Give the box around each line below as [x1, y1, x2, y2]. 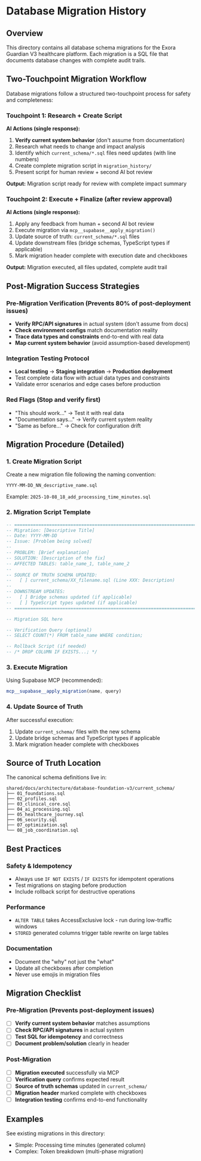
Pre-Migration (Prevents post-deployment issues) [6, 1006, 154, 1014]
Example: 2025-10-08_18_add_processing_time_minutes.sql [6, 493, 151, 500]
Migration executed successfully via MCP [14, 1069, 120, 1076]
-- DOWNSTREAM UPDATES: [6, 589, 66, 595]
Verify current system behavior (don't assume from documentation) [14, 137, 185, 144]
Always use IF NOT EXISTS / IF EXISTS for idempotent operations [14, 876, 175, 883]
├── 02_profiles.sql [6, 796, 58, 802]
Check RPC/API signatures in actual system [14, 1027, 124, 1034]
